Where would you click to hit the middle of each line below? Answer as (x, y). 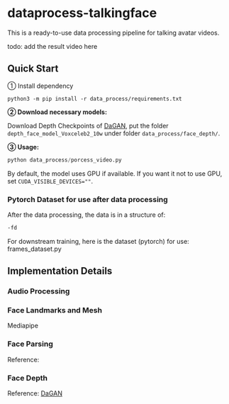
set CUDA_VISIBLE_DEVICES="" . (50, 181)
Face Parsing (30, 344)
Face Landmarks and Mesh (55, 310)
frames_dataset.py (34, 249)
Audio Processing (39, 291)
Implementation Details (60, 271)
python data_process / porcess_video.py (65, 160)
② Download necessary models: (57, 112)
